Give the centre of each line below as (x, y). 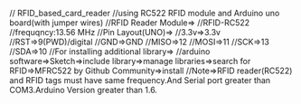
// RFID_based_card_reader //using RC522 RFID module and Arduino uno (145, 13)
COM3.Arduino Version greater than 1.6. (84, 90)
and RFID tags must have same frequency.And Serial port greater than (140, 80)
